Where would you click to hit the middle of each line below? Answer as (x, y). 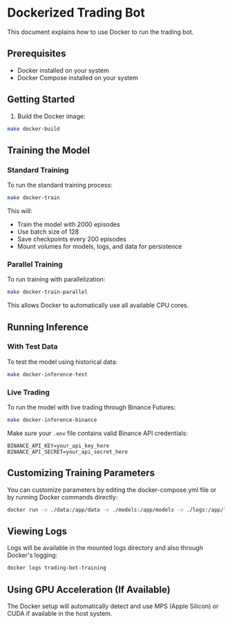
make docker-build (33, 129)
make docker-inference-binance (52, 420)
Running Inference (48, 327)
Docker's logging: (32, 556)
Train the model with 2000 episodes (69, 224)
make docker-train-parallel (48, 292)
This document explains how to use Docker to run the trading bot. (100, 32)
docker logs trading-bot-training (57, 568)
